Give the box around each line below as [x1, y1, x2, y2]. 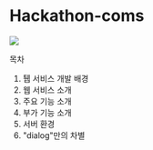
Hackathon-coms [9, 5, 145, 26]
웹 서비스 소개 [22, 84, 72, 95]
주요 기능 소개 [22, 95, 72, 106]
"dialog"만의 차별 [22, 129, 86, 141]
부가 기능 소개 [22, 106, 72, 118]
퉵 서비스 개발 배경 [22, 73, 89, 84]
